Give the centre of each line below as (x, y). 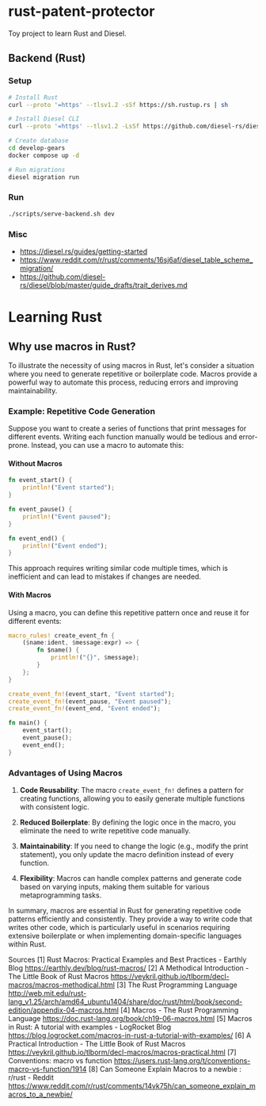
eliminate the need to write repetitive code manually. (105, 830)
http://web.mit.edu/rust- (47, 993)
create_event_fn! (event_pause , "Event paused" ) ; (90, 701)
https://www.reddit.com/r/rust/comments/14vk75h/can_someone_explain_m (132, 1085)
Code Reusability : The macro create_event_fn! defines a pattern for (131, 790)
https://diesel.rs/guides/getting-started (84, 251)
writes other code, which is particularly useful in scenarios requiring (119, 927)
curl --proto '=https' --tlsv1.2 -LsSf (74, 126)
